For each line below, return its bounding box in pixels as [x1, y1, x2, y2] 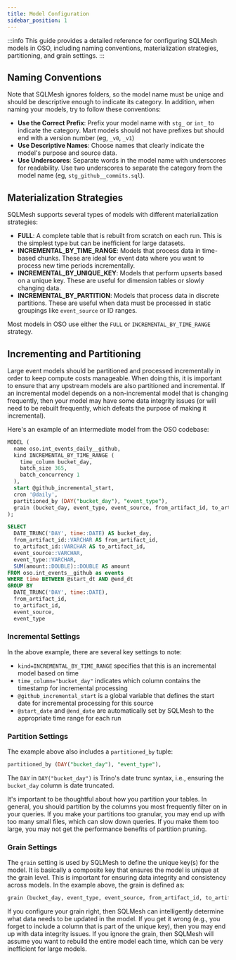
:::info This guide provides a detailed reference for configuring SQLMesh [7, 36, 218, 44]
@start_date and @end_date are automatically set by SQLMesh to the [17, 706, 214, 715]
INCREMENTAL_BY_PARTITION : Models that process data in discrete [17, 292, 220, 300]
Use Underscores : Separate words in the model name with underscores [17, 156, 226, 165]
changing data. [17, 284, 61, 292]
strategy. [7, 328, 33, 336]
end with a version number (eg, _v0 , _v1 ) [17, 134, 135, 142]
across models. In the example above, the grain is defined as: [7, 881, 185, 890]
